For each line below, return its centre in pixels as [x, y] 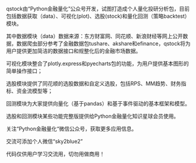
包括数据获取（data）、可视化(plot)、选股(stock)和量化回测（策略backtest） [98, 16]
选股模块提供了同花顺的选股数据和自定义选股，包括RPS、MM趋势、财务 [94, 84]
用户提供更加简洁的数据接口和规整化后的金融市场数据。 [73, 51]
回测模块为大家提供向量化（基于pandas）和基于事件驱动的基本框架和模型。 [98, 103]
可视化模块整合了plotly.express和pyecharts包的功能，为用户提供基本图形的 [98, 63]
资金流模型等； [35, 91]
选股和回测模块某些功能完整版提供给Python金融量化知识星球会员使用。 [93, 116]
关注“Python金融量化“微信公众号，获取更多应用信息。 [72, 129]
